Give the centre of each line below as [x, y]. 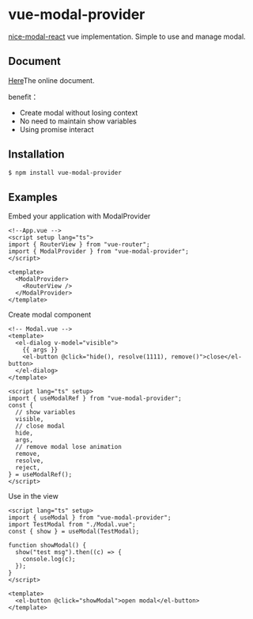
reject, [28, 468]
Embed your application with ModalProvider [79, 216]
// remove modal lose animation [69, 447]
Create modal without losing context [79, 112]
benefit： [23, 97]
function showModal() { [47, 545]
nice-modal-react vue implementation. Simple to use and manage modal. [127, 36]
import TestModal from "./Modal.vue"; [72, 525]
